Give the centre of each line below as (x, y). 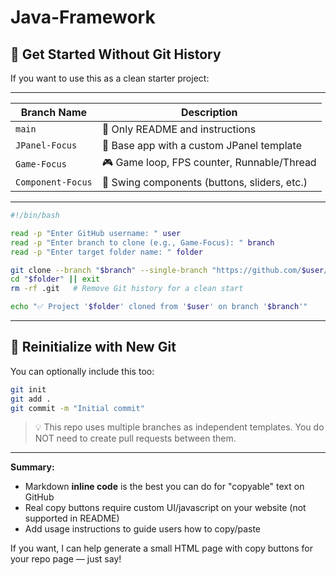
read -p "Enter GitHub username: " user (96, 233)
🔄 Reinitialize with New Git (93, 347)
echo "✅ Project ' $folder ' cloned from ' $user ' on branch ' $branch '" (159, 307)
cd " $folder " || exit (55, 279)
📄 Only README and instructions (179, 129)
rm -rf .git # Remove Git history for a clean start (127, 289)
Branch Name (54, 112)
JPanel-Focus (46, 145)
